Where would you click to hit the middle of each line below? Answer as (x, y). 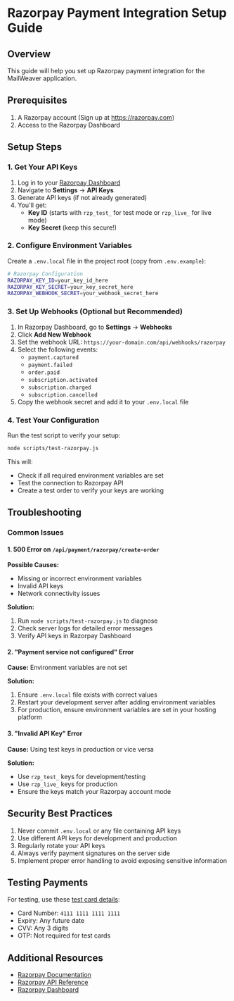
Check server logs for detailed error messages (85, 628)
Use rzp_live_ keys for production (67, 784)
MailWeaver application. (42, 78)
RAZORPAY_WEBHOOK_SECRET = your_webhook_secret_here (83, 294)
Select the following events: (58, 349)
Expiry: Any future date (51, 921)
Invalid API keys (40, 586)
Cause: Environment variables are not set (67, 668)
